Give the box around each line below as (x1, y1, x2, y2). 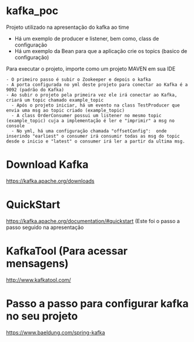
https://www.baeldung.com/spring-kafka (6, 328, 105, 336)
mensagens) (6, 257, 69, 270)
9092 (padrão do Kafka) (6, 87, 65, 92)
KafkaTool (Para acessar (6, 244, 128, 257)
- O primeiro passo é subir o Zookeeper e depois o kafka (6, 77, 151, 82)
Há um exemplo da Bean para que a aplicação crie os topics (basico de (14, 47, 188, 54)
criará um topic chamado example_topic (6, 97, 104, 103)
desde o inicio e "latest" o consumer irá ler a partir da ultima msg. (6, 138, 185, 144)
